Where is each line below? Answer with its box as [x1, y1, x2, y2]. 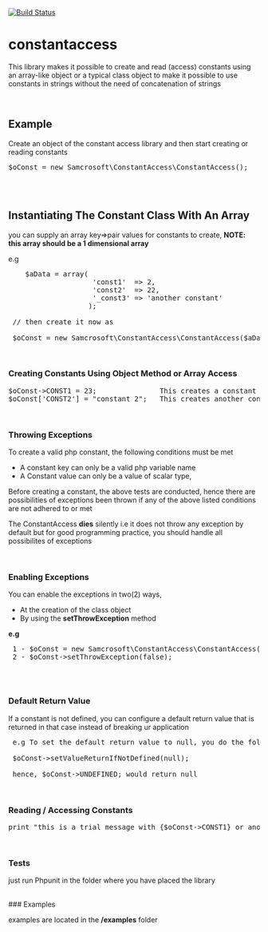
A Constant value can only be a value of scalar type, [19, 471, 192, 481]
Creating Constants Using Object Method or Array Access [8, 368, 238, 379]
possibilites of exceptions [8, 536, 93, 546]
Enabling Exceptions [8, 572, 89, 583]
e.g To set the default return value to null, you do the [12, 737, 245, 747]
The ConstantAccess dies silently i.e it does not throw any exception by [8, 519, 244, 529]
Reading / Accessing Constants [8, 804, 133, 815]
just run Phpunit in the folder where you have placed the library [8, 875, 215, 886]
